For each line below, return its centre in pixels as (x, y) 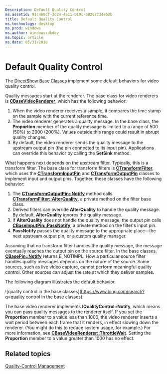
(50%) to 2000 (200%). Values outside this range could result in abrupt (86, 132)
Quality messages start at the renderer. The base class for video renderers (82, 96)
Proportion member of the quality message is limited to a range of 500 (85, 126)
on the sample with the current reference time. (60, 116)
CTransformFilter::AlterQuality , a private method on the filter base (82, 199)
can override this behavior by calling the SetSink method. (72, 153)
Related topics (28, 354)
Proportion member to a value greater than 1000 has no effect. (70, 338)
